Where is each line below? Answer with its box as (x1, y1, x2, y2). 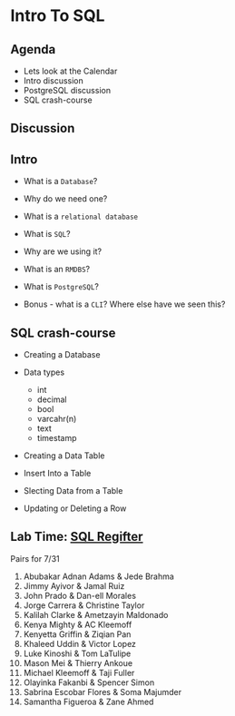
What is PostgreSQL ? (23, 281, 99, 292)
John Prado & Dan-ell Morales (23, 590, 137, 601)
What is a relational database (23, 211, 139, 222)
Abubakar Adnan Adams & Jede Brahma (23, 571, 175, 582)
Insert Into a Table (23, 468, 92, 479)
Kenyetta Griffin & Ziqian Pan (23, 628, 132, 640)
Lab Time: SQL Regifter (10, 529, 143, 544)
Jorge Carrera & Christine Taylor (23, 600, 145, 611)
